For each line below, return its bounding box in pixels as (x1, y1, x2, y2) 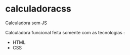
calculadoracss (5, 3, 72, 15)
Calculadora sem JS (5, 20, 47, 26)
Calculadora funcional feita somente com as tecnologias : (5, 29, 125, 35)
